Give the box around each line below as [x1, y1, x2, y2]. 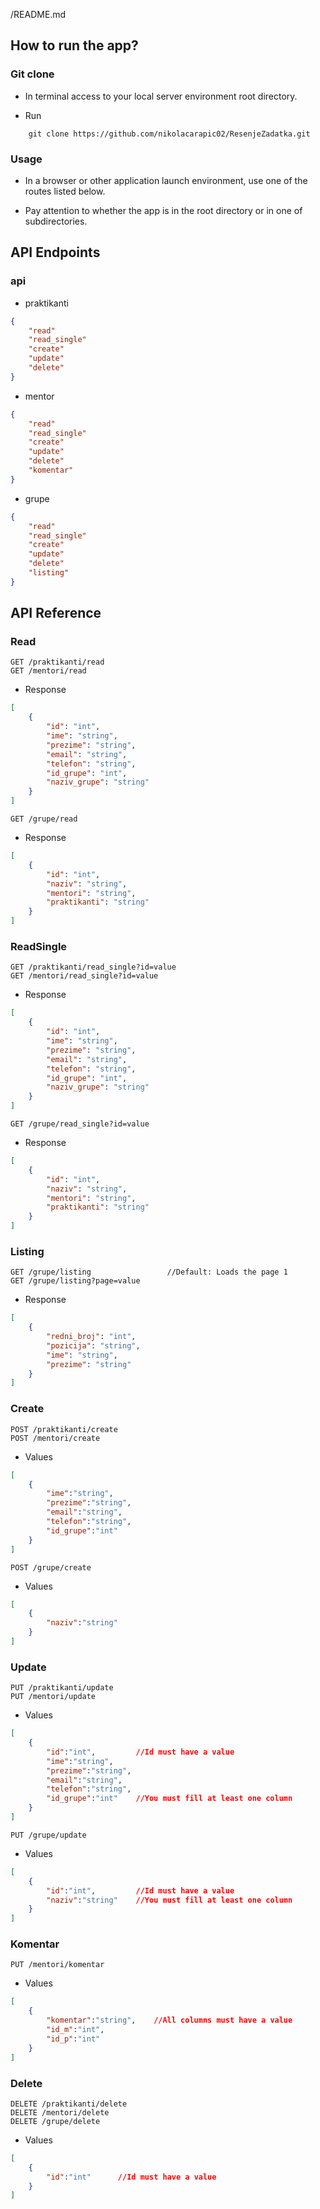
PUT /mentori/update [10, 1692, 97, 1702]
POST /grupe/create [10, 1562, 92, 1573]
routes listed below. [24, 185, 106, 197]
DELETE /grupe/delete [10, 2116, 101, 2126]
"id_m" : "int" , [46, 2025, 105, 2035]
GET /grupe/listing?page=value [10, 1276, 141, 1286]
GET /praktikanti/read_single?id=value [10, 962, 177, 973]
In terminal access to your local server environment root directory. [24, 90, 298, 102]
